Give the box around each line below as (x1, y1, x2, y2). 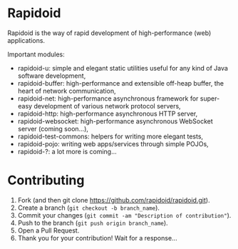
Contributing (7, 173, 85, 188)
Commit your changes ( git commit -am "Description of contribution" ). (17, 210, 232, 219)
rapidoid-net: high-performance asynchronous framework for (17, 94, 199, 103)
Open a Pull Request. (17, 226, 80, 235)
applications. (7, 36, 45, 44)
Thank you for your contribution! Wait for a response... (17, 233, 177, 242)
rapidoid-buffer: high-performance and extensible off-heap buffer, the (17, 78, 224, 87)
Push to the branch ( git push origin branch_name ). (17, 218, 169, 227)
